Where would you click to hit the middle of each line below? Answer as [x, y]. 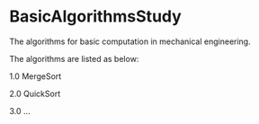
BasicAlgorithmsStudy [95, 17]
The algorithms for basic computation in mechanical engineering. [130, 41]
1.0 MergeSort [36, 76]
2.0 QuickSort [35, 93]
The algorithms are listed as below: [74, 58]
